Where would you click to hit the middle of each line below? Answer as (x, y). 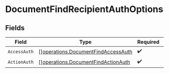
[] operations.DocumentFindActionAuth (84, 62)
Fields (15, 28)
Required (149, 42)
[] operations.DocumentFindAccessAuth (86, 51)
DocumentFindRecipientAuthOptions (84, 9)
